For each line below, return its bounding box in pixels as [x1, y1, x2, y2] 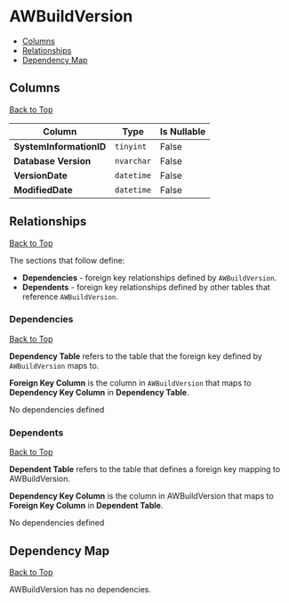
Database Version [13, 154, 92, 167]
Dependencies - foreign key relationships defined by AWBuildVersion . [21, 272, 277, 282]
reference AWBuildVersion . [21, 291, 118, 302]
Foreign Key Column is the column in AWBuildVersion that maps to [9, 377, 252, 388]
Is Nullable [159, 125, 206, 137]
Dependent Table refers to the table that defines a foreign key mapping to [9, 464, 281, 475]
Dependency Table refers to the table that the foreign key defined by [9, 350, 262, 362]
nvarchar [114, 156, 152, 166]
